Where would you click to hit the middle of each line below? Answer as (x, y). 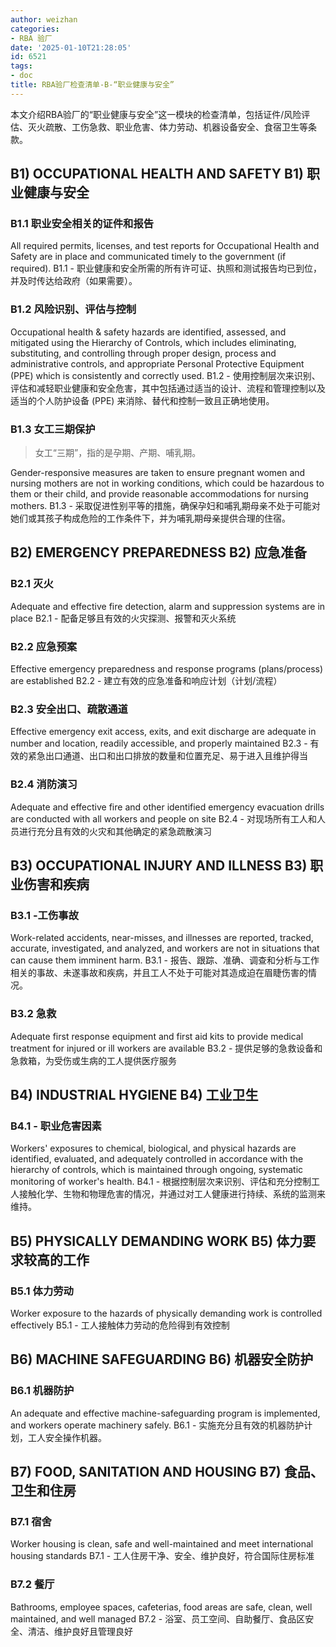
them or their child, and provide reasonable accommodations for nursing (159, 494)
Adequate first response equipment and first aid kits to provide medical (157, 1036)
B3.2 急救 (33, 1014)
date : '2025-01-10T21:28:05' (71, 47)
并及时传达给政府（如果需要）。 (74, 281)
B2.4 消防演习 (44, 784)
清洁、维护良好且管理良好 (80, 1631)
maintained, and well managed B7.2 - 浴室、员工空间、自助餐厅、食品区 (158, 1618)
